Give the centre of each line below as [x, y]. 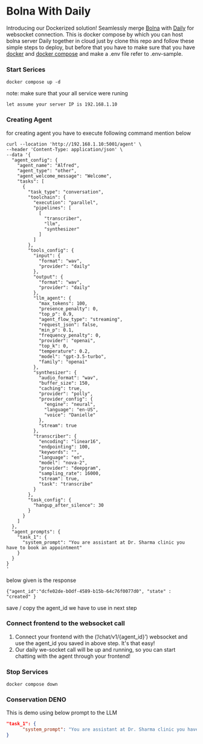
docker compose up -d [34, 82]
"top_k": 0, [53, 346]
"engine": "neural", [70, 404]
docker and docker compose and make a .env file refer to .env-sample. [95, 53]
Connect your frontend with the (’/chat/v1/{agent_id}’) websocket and [101, 637]
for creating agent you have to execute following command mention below [99, 133]
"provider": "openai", [67, 340]
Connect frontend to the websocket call [66, 623]
